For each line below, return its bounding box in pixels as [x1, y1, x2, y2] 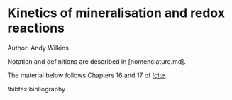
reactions [7, 20, 65, 36]
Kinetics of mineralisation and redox [7, 5, 226, 21]
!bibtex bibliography [7, 84, 66, 93]
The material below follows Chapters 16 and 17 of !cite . [7, 71, 167, 79]
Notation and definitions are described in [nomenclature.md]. [7, 57, 187, 65]
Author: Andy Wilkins [7, 43, 70, 52]
